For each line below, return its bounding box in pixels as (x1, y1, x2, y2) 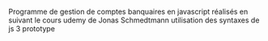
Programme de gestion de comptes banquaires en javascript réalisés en (8, 7, 249, 16)
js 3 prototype (8, 24, 55, 33)
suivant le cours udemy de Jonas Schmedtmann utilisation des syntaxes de (8, 15, 260, 25)
